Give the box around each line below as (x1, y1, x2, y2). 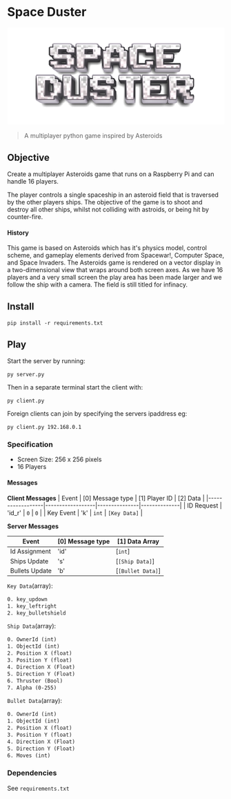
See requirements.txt (7, 784, 70, 792)
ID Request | (187, 501, 222, 510)
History (7, 229, 30, 237)
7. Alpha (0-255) (7, 684, 57, 691)
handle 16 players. (7, 177, 59, 186)
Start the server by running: (7, 357, 86, 365)
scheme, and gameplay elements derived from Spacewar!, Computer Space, (7, 251, 225, 260)
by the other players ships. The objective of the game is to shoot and (7, 198, 203, 206)
